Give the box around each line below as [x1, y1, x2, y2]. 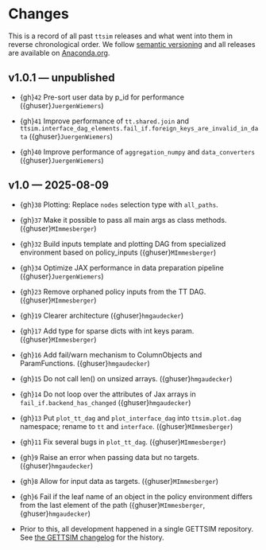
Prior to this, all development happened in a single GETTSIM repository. [19, 524, 254, 533]
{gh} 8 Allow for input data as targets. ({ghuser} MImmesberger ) [19, 476, 218, 486]
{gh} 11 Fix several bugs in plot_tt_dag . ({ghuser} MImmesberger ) [19, 437, 226, 447]
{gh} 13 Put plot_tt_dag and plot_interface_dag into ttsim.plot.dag [19, 413, 242, 423]
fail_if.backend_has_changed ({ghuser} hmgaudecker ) [19, 397, 191, 407]
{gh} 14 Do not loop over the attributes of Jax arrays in [19, 389, 196, 399]
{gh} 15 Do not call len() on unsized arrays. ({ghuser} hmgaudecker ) [19, 373, 233, 383]
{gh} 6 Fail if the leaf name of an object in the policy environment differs [19, 491, 253, 501]
